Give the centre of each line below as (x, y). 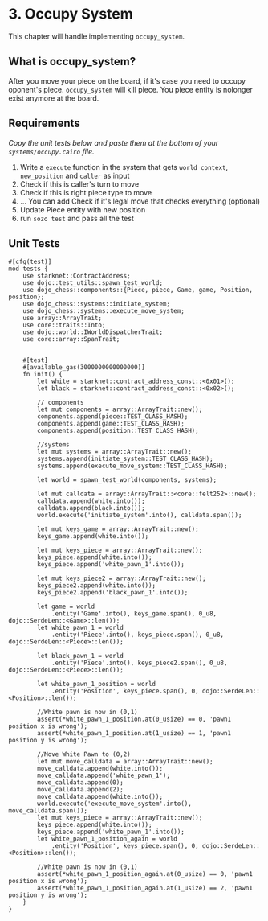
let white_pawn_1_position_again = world (108, 839)
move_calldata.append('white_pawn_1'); (104, 776)
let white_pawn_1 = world (81, 628)
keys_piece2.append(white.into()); (97, 586)
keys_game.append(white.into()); (93, 537)
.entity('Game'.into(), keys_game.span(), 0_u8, (134, 614)
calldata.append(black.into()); (91, 508)
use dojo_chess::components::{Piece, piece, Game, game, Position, (138, 290)
